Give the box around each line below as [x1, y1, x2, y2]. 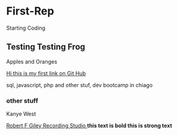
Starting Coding [6, 24, 46, 31]
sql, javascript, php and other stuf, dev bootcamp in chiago [6, 81, 153, 88]
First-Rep [6, 4, 54, 18]
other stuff [6, 96, 39, 105]
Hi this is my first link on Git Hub [6, 70, 86, 77]
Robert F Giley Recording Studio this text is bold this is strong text [6, 122, 173, 130]
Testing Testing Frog [6, 42, 86, 52]
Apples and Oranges [6, 58, 57, 65]
